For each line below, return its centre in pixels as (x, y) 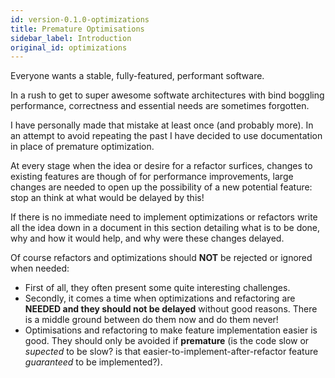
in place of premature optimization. (82, 147)
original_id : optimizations (69, 47)
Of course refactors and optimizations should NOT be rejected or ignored (161, 258)
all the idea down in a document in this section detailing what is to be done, (165, 228)
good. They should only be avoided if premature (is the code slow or (167, 341)
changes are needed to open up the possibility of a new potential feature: (161, 187)
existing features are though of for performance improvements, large (152, 177)
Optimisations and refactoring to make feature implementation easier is (171, 330)
